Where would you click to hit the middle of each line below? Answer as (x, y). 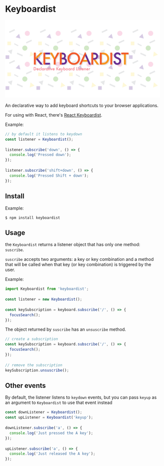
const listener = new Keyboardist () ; (44, 299)
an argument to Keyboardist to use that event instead (59, 403)
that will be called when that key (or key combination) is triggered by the (78, 265)
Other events (26, 386)
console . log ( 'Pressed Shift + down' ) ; (49, 176)
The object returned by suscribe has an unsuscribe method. (66, 329)
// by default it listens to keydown (44, 134)
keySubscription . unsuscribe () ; (37, 370)
